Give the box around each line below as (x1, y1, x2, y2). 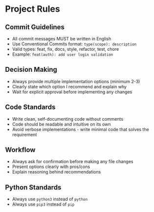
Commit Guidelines (5, 23, 65, 31)
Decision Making (5, 65, 58, 74)
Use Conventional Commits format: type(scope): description (12, 41, 137, 47)
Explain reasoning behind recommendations (12, 169, 101, 175)
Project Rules (5, 3, 60, 15)
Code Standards (5, 103, 56, 111)
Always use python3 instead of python (12, 196, 88, 202)
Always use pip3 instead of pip (12, 201, 75, 207)
